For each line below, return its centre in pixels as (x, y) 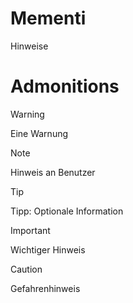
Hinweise (29, 46)
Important (30, 230)
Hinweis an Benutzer (53, 172)
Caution (26, 269)
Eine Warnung (39, 133)
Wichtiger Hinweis (48, 249)
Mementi (48, 18)
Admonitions (65, 86)
